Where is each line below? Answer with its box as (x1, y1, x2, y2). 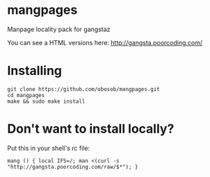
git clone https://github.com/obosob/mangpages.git (7, 85, 160, 92)
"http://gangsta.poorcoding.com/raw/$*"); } (7, 163, 138, 170)
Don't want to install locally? (7, 121, 175, 137)
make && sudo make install (7, 98, 86, 105)
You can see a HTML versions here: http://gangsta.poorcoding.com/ (7, 38, 203, 47)
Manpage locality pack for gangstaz (7, 25, 111, 33)
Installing (7, 63, 63, 78)
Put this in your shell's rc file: (7, 144, 90, 152)
